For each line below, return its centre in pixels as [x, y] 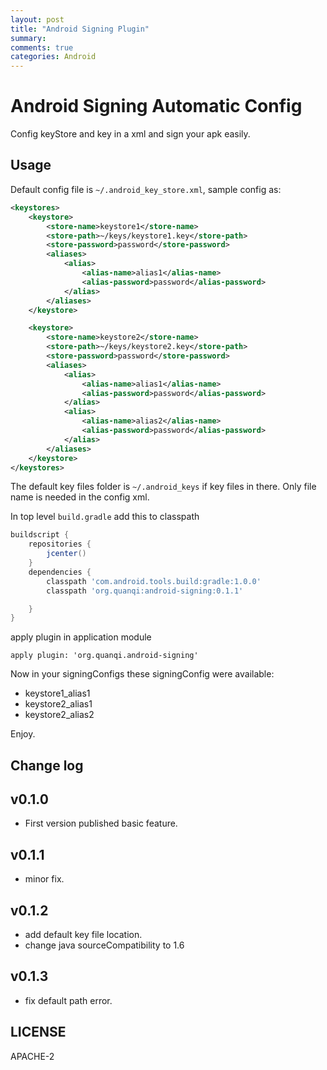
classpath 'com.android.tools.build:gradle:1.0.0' [154, 581]
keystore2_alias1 [58, 704]
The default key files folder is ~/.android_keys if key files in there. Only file [163, 487]
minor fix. [44, 879]
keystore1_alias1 [57, 693]
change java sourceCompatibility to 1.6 [104, 945]
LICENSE [38, 1032]
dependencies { [60, 572]
